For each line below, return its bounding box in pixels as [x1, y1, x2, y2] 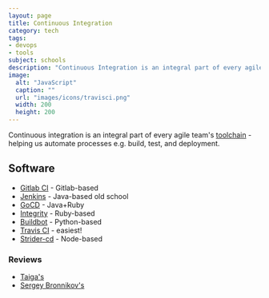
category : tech [8, 26, 59, 34]
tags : [8, 34, 26, 42]
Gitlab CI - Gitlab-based [19, 183, 98, 193]
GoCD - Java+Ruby [19, 200, 85, 209]
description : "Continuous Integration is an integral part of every [8, 64, 242, 72]
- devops [8, 42, 38, 50]
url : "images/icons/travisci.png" [15, 93, 130, 101]
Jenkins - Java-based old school [19, 191, 129, 201]
